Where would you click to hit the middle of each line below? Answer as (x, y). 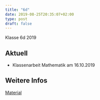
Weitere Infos (26, 80)
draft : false (19, 24)
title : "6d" (17, 10)
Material (14, 93)
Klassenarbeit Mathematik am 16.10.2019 (53, 65)
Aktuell (17, 53)
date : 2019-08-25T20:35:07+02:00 (40, 14)
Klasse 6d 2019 (21, 38)
